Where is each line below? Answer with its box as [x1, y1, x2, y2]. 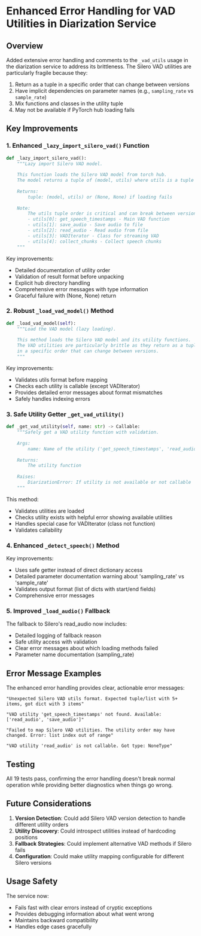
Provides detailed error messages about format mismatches [14, 389, 163, 396]
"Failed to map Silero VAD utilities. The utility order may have [6, 727, 175, 733]
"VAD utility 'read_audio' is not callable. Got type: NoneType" [6, 743, 172, 749]
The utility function [28, 462, 82, 469]
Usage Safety [6, 876, 58, 886]
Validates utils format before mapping [14, 376, 108, 383]
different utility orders [14, 821, 69, 828]
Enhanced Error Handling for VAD [6, 4, 176, 18]
